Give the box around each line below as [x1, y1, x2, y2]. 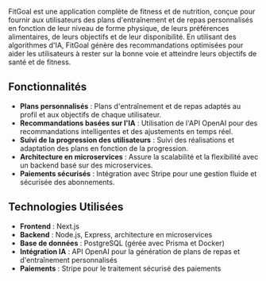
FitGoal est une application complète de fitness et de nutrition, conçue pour [8, 7, 256, 16]
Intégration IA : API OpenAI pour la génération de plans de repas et [19, 246, 241, 256]
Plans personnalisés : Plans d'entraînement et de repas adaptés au [19, 101, 241, 110]
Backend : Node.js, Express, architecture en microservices [19, 229, 213, 239]
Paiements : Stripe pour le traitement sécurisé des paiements [19, 264, 222, 273]
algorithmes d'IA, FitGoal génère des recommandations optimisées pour [8, 40, 244, 50]
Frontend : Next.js [19, 221, 79, 231]
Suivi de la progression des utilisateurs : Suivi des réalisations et [19, 135, 234, 144]
